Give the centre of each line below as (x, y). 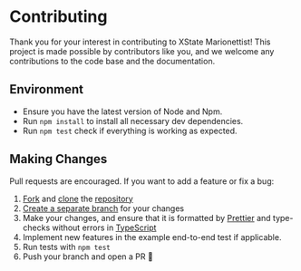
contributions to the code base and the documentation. (112, 61)
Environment (47, 89)
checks (36, 227)
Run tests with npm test (66, 247)
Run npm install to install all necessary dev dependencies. (133, 121)
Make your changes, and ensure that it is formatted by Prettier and (146, 218)
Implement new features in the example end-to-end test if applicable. (152, 237)
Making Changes (58, 159)
